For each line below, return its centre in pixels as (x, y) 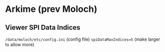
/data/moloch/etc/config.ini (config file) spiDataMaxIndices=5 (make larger (82, 39)
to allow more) (20, 45)
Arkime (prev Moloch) (51, 9)
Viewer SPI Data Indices (43, 27)
